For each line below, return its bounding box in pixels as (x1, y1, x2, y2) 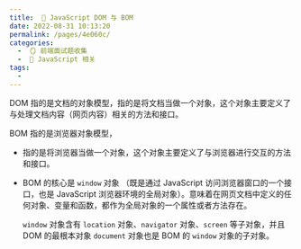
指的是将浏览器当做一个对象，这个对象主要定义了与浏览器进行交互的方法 (22, 147, 291, 157)
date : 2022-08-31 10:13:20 (9, 22, 111, 31)
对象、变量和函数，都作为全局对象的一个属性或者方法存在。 (30, 200, 252, 210)
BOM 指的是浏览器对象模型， (9, 128, 117, 138)
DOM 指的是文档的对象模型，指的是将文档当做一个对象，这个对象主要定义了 (9, 97, 291, 108)
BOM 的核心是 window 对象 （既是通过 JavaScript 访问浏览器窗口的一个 (22, 177, 285, 188)
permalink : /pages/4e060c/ (9, 30, 111, 39)
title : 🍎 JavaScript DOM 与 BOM (9, 13, 133, 22)
